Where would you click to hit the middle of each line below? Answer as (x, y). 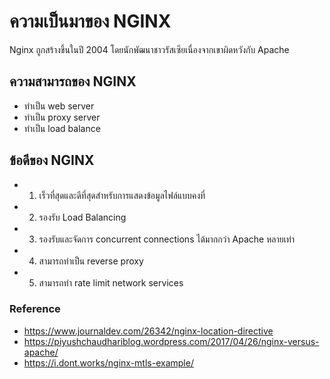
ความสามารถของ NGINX (73, 81)
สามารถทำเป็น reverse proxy (91, 261)
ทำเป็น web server (59, 106)
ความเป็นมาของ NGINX (90, 21)
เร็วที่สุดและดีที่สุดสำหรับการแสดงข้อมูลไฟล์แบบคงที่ (122, 195)
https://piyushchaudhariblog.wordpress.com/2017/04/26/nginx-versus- (171, 341)
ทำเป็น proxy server (62, 117)
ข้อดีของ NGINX (52, 160)
